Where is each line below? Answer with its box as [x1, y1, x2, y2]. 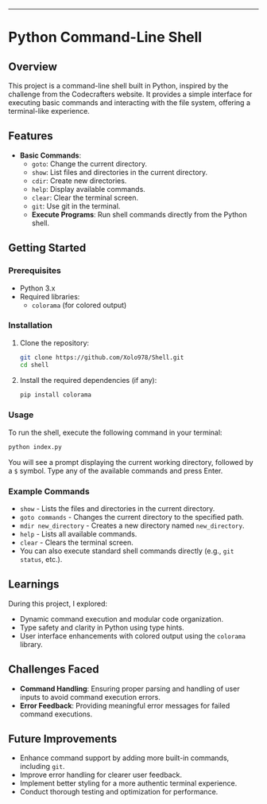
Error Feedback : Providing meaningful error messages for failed [19, 701, 230, 710]
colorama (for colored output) [31, 300, 127, 310]
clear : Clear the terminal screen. [31, 193, 139, 202]
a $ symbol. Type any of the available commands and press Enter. [8, 466, 223, 475]
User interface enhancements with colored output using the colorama [19, 630, 246, 641]
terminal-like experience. [8, 107, 90, 115]
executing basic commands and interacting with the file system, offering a [8, 98, 250, 107]
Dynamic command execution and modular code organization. [19, 614, 224, 623]
